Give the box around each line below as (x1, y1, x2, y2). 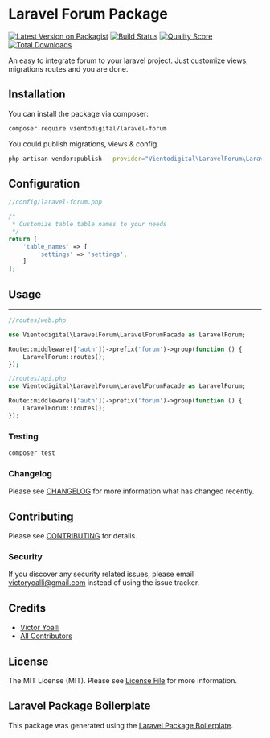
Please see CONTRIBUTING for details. (8, 531, 138, 541)
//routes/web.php (8, 316, 67, 324)
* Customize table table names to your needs (11, 221, 167, 229)
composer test (8, 449, 56, 457)
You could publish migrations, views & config (8, 138, 157, 149)
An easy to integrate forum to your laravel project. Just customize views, (8, 56, 249, 65)
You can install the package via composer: (8, 109, 149, 118)
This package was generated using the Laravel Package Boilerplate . (8, 720, 234, 730)
